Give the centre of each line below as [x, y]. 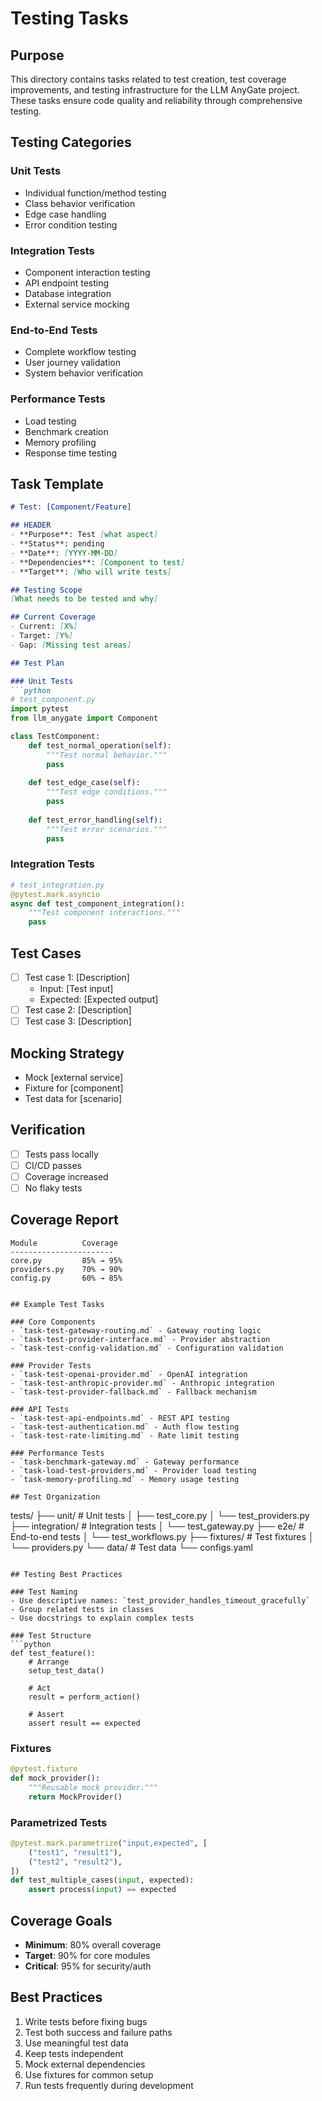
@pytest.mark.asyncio [55, 894]
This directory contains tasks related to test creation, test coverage [148, 79]
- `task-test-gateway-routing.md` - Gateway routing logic [136, 1330]
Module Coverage [64, 1243]
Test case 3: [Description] [78, 1021]
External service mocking [77, 304]
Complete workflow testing [80, 352]
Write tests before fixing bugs [86, 2021]
